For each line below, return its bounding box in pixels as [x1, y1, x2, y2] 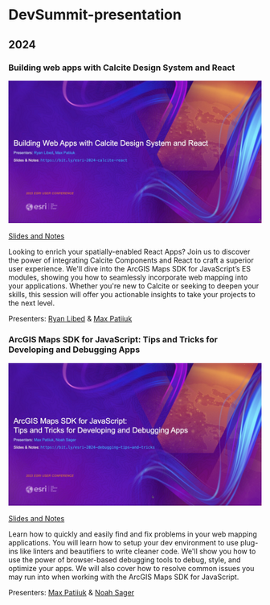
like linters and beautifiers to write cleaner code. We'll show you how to [19, 546, 256, 557]
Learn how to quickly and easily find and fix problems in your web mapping [8, 529, 257, 539]
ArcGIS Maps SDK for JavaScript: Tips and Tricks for [8, 334, 219, 346]
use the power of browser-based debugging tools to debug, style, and [8, 555, 241, 565]
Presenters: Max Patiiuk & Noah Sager [8, 588, 135, 598]
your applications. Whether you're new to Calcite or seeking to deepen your [8, 281, 260, 291]
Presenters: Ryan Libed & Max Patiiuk [8, 314, 133, 324]
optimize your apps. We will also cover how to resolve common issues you [8, 564, 255, 574]
